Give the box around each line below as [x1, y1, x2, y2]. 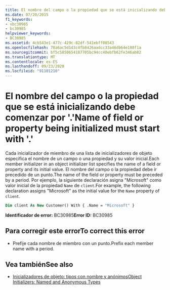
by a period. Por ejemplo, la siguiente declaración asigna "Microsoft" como [5, 177, 162, 183]
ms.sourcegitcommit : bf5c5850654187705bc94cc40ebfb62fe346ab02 [5, 50, 142, 55]
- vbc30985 [5, 21, 28, 27]
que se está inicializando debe [5, 101, 136, 113]
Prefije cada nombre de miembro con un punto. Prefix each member [12, 240, 154, 246]
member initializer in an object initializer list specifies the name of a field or [5, 160, 161, 167]
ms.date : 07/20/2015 [5, 12, 49, 17]
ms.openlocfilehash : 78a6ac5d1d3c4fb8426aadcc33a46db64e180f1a [5, 45, 142, 50]
